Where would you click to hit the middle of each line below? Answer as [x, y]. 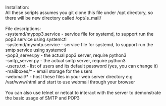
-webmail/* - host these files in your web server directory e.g [69, 77]
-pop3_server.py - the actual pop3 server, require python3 [66, 55]
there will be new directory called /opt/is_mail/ [53, 18]
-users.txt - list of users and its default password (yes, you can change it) [82, 66]
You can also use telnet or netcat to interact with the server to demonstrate [83, 93]
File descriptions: [23, 29]
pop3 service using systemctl [36, 39]
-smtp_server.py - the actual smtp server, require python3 [66, 61]
